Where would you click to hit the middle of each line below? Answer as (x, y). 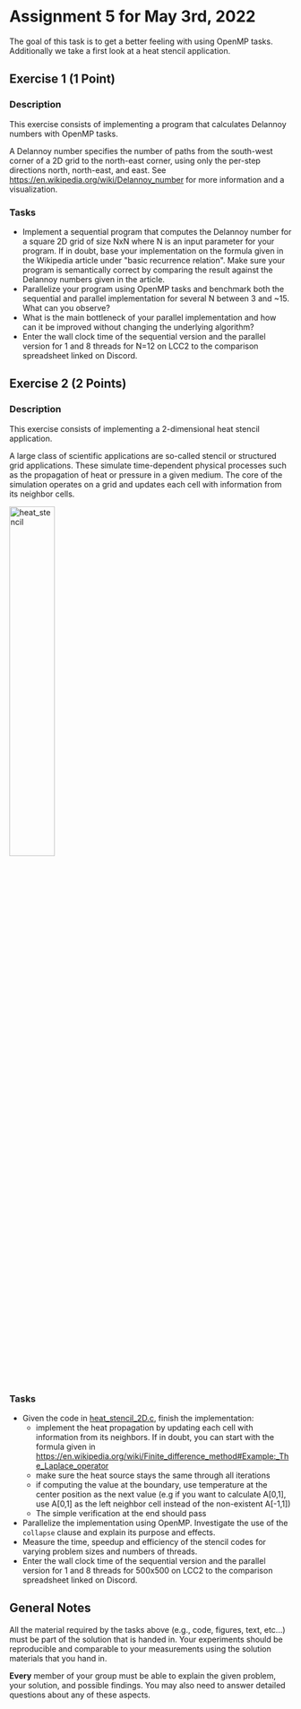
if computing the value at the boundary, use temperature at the (151, 1484)
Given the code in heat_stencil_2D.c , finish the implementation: (138, 1418)
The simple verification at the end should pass (121, 1513)
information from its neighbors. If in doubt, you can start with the (155, 1437)
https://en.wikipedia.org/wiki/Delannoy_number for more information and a (147, 179)
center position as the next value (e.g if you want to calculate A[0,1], (161, 1494)
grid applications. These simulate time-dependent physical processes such (148, 465)
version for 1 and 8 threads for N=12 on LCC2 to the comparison (140, 346)
